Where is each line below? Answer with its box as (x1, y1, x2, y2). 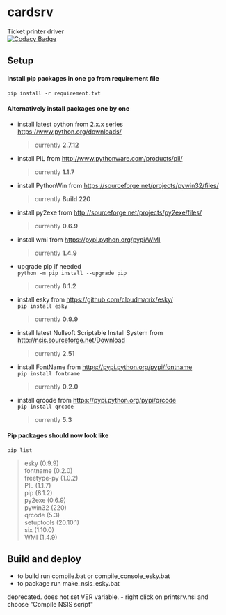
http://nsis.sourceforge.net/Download (17, 336, 126, 344)
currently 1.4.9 (34, 249, 77, 257)
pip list (7, 446, 33, 453)
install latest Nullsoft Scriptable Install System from (17, 328, 163, 336)
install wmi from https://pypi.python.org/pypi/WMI (17, 235, 161, 244)
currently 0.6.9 (34, 221, 79, 230)
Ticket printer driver (7, 27, 65, 36)
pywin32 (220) (24, 503, 67, 512)
